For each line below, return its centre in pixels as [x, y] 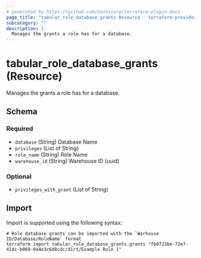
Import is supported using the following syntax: [64, 223]
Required [20, 129]
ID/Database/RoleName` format [44, 239]
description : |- [26, 28]
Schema [22, 112]
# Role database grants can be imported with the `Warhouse [83, 233]
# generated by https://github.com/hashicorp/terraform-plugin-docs [93, 12]
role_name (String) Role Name [51, 154]
